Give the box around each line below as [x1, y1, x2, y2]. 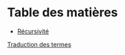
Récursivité [16, 27, 49, 35]
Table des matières [7, 5, 118, 20]
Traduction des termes [7, 40, 71, 48]
